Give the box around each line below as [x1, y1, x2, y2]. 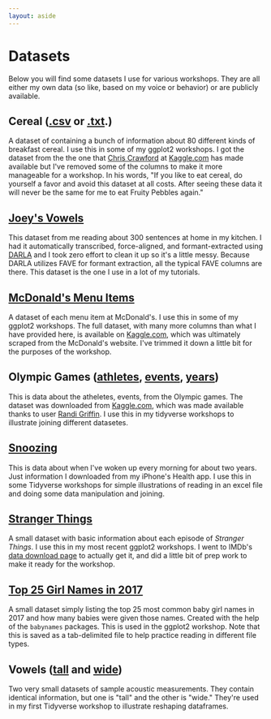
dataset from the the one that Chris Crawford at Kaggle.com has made [8, 153, 244, 163]
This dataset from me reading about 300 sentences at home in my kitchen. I [8, 233, 262, 243]
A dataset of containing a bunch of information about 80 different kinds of [8, 136, 256, 146]
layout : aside [8, 11, 57, 20]
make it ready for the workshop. [8, 559, 115, 569]
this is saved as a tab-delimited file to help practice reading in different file [8, 631, 257, 640]
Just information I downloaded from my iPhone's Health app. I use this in [8, 471, 252, 481]
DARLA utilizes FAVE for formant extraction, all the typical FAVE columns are [8, 259, 262, 269]
